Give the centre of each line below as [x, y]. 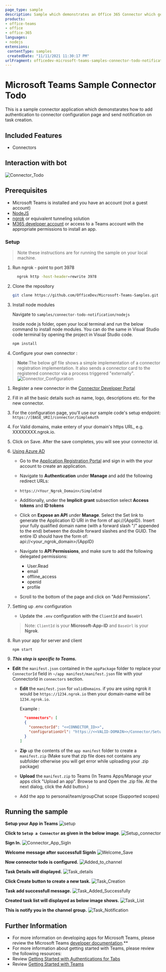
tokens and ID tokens [42, 505]
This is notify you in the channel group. [46, 910]
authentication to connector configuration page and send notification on [79, 115]
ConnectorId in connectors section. [48, 679]
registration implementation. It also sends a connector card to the [84, 368]
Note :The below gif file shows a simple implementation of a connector [89, 362]
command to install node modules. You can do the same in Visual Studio [86, 329]
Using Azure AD [29, 451]
